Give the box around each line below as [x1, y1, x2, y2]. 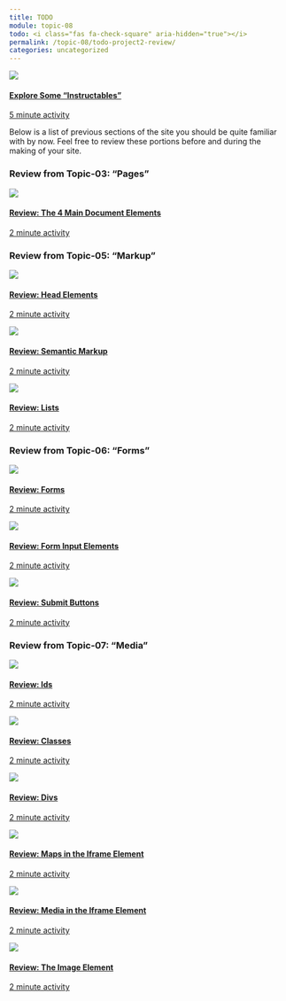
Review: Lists [9, 402, 59, 413]
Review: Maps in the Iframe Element [9, 849, 144, 859]
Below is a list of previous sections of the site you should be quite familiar [9, 127, 277, 137]
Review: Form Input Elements [9, 540, 120, 551]
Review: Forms [9, 484, 66, 494]
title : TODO [9, 12, 53, 22]
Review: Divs [9, 792, 58, 803]
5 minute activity [9, 110, 70, 120]
